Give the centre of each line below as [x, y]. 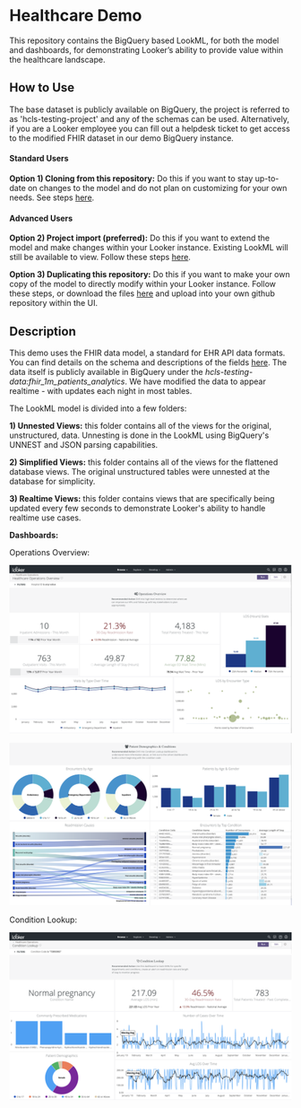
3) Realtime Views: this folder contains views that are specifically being [142, 498]
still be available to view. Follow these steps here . [100, 257]
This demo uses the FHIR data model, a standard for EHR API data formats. [147, 353]
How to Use [42, 87]
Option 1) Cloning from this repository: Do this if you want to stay [131, 178]
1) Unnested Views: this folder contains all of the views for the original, [141, 425]
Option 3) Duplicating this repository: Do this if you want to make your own [150, 275]
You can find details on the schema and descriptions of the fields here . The [148, 362]
